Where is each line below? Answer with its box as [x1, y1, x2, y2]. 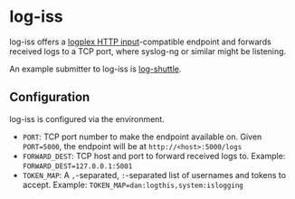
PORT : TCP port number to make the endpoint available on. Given [22, 131, 262, 142]
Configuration [9, 90, 90, 105]
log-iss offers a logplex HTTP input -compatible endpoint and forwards [9, 36, 271, 47]
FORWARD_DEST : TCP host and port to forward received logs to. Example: [22, 150, 286, 161]
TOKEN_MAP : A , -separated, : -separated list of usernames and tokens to [22, 169, 287, 180]
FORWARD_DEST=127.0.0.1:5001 [22, 161, 133, 171]
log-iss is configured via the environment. [9, 113, 165, 124]
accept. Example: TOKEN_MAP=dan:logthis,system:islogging [22, 179, 244, 190]
